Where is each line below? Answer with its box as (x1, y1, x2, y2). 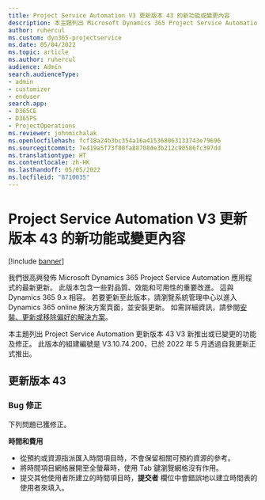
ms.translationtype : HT (8, 151, 87, 159)
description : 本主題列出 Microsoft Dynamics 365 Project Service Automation (8, 19, 261, 27)
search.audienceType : (8, 70, 80, 78)
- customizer (8, 85, 51, 93)
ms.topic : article (8, 48, 69, 56)
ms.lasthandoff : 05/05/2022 (8, 166, 101, 174)
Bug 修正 (8, 400, 42, 411)
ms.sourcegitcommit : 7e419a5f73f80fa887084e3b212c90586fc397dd (8, 144, 221, 152)
